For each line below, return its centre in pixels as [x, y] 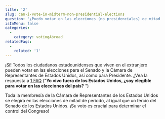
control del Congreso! [27, 111]
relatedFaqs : [19, 42]
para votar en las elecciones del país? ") [47, 86]
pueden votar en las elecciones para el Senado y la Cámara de [69, 70]
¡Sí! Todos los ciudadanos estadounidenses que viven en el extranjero [76, 65]
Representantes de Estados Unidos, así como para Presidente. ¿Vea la [77, 75]
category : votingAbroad [39, 37]
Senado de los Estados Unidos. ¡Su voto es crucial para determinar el [76, 106]
